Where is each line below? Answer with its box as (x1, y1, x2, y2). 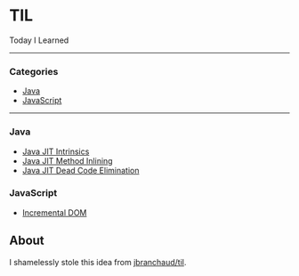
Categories (9, 65, 59, 77)
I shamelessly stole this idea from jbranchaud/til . (9, 256, 187, 267)
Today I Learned (9, 35, 69, 45)
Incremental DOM (21, 207, 87, 218)
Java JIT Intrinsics (21, 146, 90, 157)
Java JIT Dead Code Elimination (21, 165, 140, 175)
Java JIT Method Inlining (21, 155, 113, 166)
